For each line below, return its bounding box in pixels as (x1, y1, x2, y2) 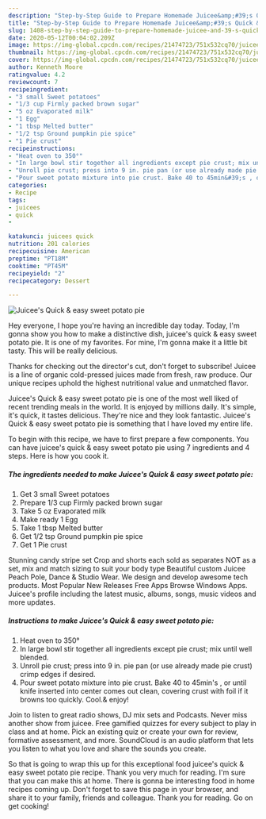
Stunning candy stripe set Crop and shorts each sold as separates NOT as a (8, 556, 256, 565)
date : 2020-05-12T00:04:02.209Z (8, 33, 115, 42)
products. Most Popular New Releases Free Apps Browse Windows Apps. (8, 581, 248, 590)
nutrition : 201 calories (8, 240, 90, 248)
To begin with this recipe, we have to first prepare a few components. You (8, 434, 249, 444)
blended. (19, 652, 49, 663)
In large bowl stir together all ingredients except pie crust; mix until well (19, 644, 253, 654)
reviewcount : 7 (8, 78, 59, 86)
